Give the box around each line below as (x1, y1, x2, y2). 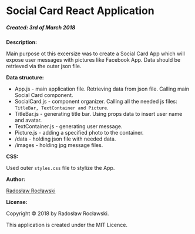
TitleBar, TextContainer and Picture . (14, 104, 109, 111)
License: (6, 199, 28, 206)
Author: (6, 176, 26, 183)
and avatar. (14, 116, 42, 124)
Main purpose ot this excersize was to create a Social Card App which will (6, 50, 185, 57)
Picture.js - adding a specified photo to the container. (14, 129, 144, 136)
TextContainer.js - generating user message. (14, 123, 123, 130)
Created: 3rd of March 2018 (6, 24, 75, 31)
